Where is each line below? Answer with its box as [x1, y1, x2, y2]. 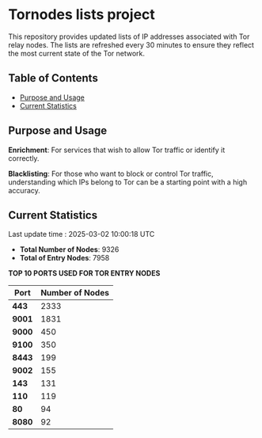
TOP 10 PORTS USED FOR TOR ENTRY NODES [8, 269, 161, 278]
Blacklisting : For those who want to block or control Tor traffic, [8, 169, 214, 178]
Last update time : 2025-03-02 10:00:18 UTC [8, 230, 155, 239]
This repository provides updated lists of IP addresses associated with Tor [8, 32, 250, 41]
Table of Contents [8, 71, 99, 85]
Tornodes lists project [8, 6, 156, 24]
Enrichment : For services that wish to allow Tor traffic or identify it [8, 145, 226, 154]
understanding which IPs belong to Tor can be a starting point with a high [8, 177, 248, 187]
